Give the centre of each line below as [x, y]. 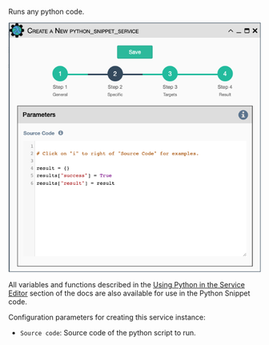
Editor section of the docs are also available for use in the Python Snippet [129, 293]
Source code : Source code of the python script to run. [108, 332]
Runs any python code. [46, 12]
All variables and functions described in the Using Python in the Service [127, 284]
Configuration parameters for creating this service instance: [107, 317]
